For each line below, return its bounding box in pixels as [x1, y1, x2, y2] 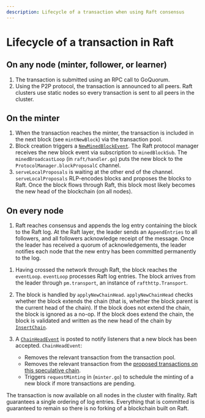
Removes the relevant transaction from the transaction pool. [24, 354, 176, 361]
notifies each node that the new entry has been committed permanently [15, 248, 196, 255]
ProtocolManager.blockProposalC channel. [15, 162, 121, 169]
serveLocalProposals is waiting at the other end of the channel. [15, 168, 174, 176]
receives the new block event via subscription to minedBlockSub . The [15, 149, 188, 156]
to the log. [15, 255, 41, 262]
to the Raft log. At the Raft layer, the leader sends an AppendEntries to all [15, 228, 198, 236]
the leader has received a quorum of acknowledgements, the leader [15, 241, 187, 248]
